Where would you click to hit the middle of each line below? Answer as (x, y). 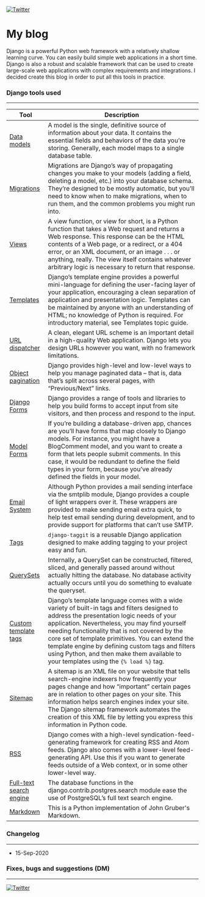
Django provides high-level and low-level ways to (120, 366)
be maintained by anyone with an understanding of (120, 308)
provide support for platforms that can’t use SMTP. (120, 525)
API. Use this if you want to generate (132, 758)
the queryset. (67, 591)
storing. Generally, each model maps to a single (116, 148)
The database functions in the (91, 783)
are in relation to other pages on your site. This (114, 694)
